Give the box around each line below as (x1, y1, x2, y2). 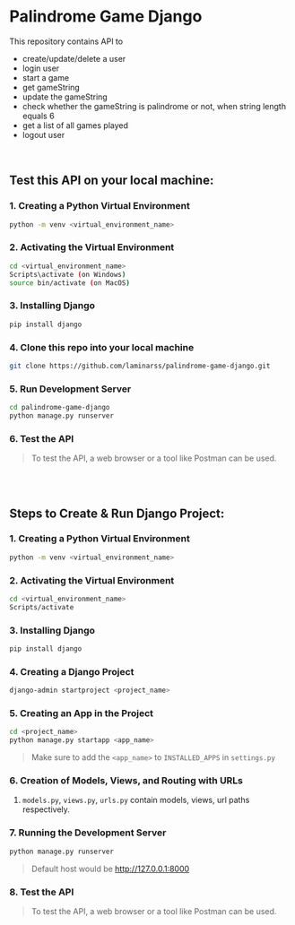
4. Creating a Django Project (9, 665, 134, 678)
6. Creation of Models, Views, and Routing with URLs (9, 774, 244, 787)
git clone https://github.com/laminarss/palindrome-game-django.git (9, 361, 271, 370)
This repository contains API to (9, 36, 124, 47)
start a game (22, 72, 70, 82)
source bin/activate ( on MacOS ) (9, 278, 130, 288)
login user (22, 63, 60, 73)
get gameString (22, 82, 81, 92)
